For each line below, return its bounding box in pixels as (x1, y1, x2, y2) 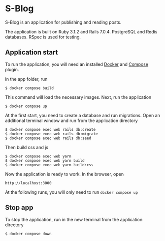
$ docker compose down (5, 231, 52, 236)
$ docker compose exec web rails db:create (5, 127, 96, 132)
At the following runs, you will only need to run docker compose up (5, 189, 138, 195)
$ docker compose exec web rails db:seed (5, 136, 92, 141)
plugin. (5, 66, 19, 72)
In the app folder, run (5, 76, 48, 82)
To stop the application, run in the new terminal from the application (5, 216, 143, 222)
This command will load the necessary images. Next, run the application (5, 94, 152, 100)
